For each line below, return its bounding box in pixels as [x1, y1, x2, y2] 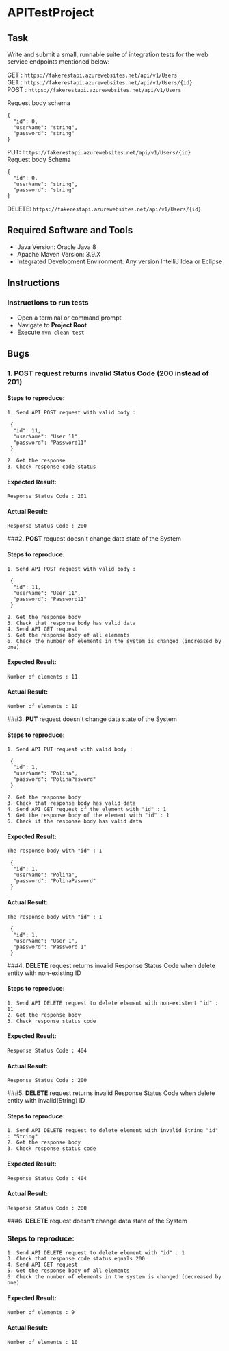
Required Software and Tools [7, 224, 133, 236]
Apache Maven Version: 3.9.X [16, 250, 101, 258]
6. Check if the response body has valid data [7, 818, 142, 825]
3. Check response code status [7, 463, 96, 471]
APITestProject [7, 5, 94, 21]
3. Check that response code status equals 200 [7, 1256, 146, 1262]
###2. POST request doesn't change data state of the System [7, 534, 181, 543]
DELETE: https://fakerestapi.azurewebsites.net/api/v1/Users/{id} [7, 204, 202, 213]
